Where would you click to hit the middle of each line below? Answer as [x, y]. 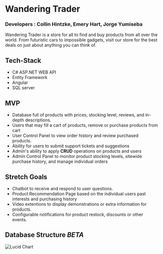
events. [19, 219]
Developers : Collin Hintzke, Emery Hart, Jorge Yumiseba [74, 24]
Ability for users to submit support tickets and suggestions [71, 146]
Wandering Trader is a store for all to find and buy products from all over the [81, 35]
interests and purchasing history [44, 199]
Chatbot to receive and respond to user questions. [63, 188]
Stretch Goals [26, 177]
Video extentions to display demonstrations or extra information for [79, 204]
